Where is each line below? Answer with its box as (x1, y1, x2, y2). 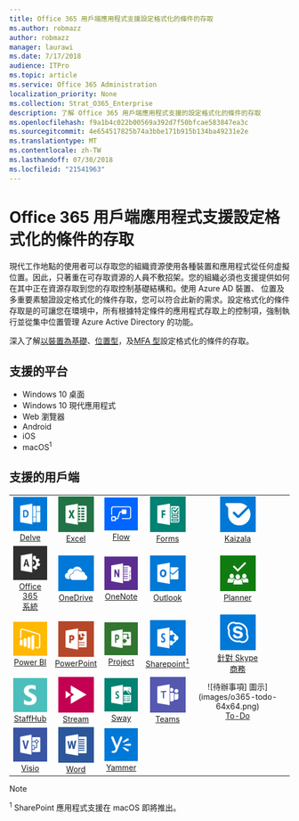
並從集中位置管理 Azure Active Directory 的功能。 (16, 316, 198, 327)
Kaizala (223, 533, 252, 544)
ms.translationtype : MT (9, 136, 98, 146)
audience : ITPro (9, 62, 69, 70)
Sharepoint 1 (145, 657, 190, 669)
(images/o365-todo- (198, 691, 278, 702)
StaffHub (13, 713, 47, 724)
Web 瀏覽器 (21, 411, 65, 423)
